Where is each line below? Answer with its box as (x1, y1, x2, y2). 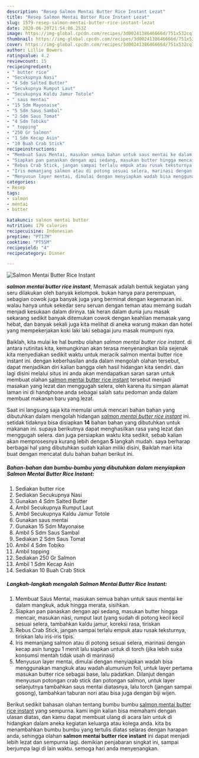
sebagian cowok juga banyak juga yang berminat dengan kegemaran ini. (6, 296, 184, 303)
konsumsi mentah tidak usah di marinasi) (15, 652, 115, 659)
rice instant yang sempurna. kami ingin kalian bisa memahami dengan (6, 707, 177, 714)
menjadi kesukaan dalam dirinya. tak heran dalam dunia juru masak (6, 308, 170, 315)
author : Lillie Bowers (6, 47, 63, 53)
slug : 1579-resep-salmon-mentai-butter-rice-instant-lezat (6, 20, 155, 25)
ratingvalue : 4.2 (6, 53, 50, 59)
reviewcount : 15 (6, 58, 47, 64)
